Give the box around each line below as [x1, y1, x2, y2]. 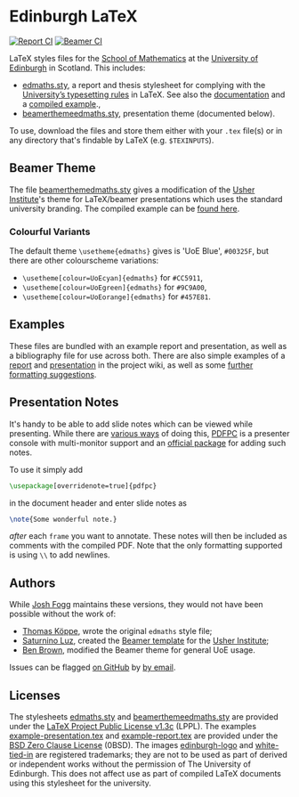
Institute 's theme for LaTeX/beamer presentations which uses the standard [9, 193, 283, 204]
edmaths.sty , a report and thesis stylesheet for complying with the [21, 79, 266, 90]
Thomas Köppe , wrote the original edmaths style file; [21, 626, 213, 637]
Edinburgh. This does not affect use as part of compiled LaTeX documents [9, 769, 282, 779]
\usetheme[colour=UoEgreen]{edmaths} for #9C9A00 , [21, 282, 207, 293]
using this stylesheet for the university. [9, 777, 151, 789]
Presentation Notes [9, 394, 119, 411]
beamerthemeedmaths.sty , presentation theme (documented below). [21, 108, 276, 118]
